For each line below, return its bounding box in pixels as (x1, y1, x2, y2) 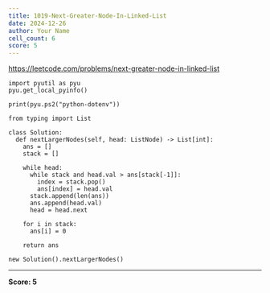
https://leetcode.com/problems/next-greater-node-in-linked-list (8, 64, 219, 73)
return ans (22, 241, 59, 250)
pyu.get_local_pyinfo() (8, 86, 88, 95)
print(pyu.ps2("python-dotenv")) (8, 101, 121, 109)
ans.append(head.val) (29, 199, 103, 208)
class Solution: (8, 129, 63, 137)
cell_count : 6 (8, 34, 56, 43)
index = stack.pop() (37, 178, 106, 186)
